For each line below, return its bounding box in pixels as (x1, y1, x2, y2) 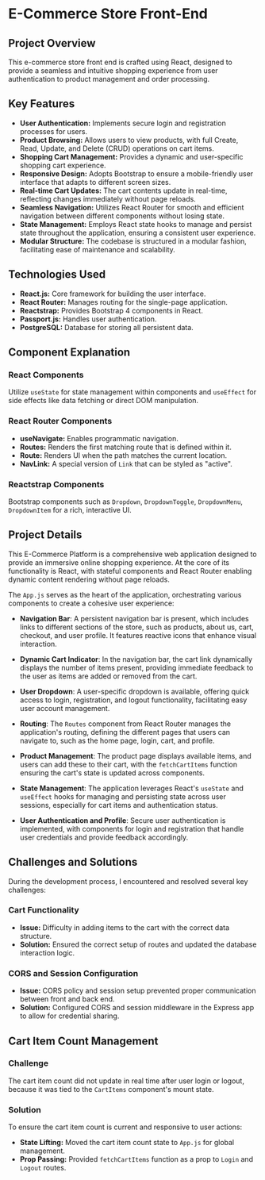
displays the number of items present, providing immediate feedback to (19, 663, 254, 672)
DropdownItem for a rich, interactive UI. (8, 505, 132, 514)
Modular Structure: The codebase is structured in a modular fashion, (19, 236, 248, 246)
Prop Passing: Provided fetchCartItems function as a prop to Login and (19, 1155, 254, 1164)
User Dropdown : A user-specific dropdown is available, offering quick (19, 686, 250, 696)
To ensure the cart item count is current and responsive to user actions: (8, 1122, 243, 1132)
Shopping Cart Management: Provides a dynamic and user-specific (19, 152, 244, 161)
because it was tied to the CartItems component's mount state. (8, 1084, 214, 1094)
